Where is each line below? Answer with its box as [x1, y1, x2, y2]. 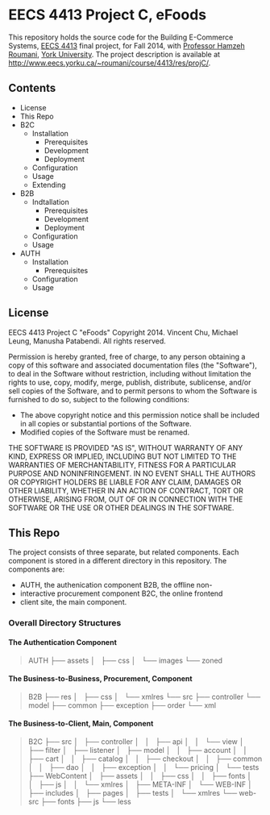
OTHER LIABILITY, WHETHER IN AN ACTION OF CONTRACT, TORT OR [8, 485, 243, 495]
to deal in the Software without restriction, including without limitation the [8, 368, 251, 378]
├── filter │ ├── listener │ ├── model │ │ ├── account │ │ [27, 745, 248, 755]
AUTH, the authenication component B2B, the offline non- [19, 580, 213, 590]
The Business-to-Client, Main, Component [8, 719, 154, 729]
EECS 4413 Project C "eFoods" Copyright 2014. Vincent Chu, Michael [8, 327, 239, 337]
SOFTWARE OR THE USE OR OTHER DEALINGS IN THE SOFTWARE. [8, 502, 235, 513]
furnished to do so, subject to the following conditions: [8, 394, 189, 404]
